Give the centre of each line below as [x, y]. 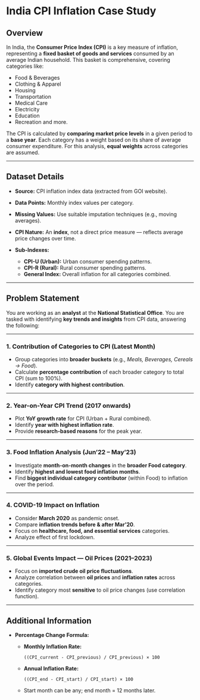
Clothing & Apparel [38, 84]
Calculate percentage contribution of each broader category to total [99, 372]
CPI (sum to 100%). [38, 378]
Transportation [33, 97]
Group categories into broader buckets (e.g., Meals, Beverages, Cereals [104, 359]
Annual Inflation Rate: [51, 668]
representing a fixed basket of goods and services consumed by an [90, 54]
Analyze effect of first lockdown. [55, 537]
